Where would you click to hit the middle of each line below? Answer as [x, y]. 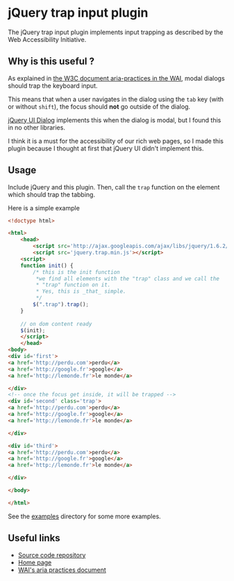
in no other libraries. [36, 127]
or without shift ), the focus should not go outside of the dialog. [99, 107]
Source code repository [52, 555]
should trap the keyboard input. [53, 86]
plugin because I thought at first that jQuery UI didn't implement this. [106, 148]
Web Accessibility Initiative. [47, 39]
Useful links [34, 538]
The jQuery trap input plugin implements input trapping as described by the [116, 32]
